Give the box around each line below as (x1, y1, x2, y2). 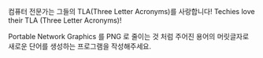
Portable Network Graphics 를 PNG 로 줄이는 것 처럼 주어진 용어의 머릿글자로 (8, 32, 250, 41)
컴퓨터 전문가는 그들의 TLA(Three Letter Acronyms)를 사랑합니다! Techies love (8, 7, 255, 16)
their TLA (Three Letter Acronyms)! (8, 16, 122, 25)
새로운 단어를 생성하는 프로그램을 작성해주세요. (8, 42, 152, 51)
